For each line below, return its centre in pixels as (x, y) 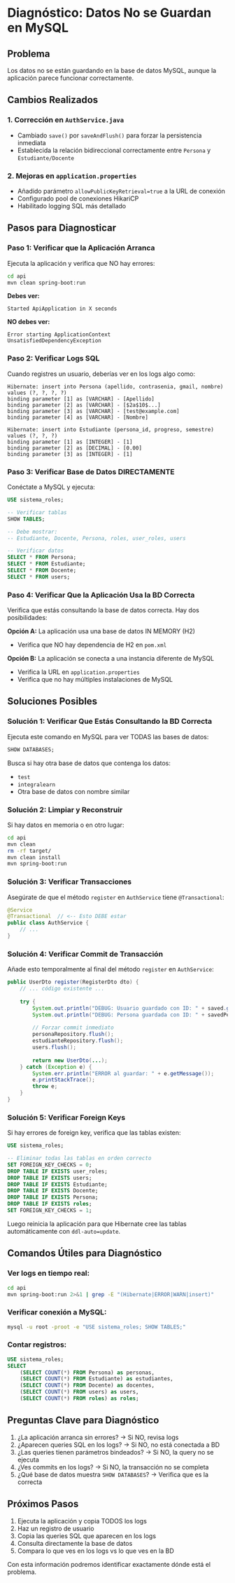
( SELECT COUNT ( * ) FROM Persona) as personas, (87, 1373)
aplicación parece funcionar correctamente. (71, 78)
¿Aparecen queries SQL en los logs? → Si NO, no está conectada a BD (119, 1444)
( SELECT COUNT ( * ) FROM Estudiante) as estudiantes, (97, 1379)
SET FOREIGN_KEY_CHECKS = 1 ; (50, 1211)
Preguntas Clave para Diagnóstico (83, 1421)
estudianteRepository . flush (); (78, 1041)
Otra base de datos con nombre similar (73, 791)
